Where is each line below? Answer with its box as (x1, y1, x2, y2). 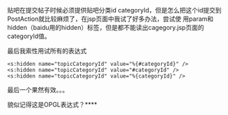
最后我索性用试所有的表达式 (7, 47, 87, 55)
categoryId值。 (7, 32, 51, 40)
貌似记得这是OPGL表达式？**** (7, 100, 98, 109)
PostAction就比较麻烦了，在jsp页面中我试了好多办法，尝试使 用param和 (7, 15, 214, 23)
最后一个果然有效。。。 (7, 86, 68, 94)
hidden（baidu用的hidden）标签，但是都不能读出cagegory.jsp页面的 (7, 24, 204, 31)
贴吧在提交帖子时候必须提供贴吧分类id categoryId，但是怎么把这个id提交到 (7, 6, 222, 14)
